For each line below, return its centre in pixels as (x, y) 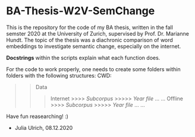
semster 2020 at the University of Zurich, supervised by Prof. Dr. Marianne (97, 33)
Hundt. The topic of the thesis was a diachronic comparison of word (90, 40)
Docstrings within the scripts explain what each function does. (83, 58)
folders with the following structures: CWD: (59, 75)
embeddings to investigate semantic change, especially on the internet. (94, 46)
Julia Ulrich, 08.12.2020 (44, 128)
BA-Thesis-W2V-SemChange (81, 11)
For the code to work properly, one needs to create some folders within (93, 69)
